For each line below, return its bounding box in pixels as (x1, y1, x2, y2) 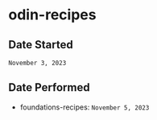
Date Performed (8, 81, 90, 94)
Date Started (8, 38, 74, 52)
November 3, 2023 (8, 59, 67, 67)
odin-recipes (8, 6, 97, 24)
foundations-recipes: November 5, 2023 (19, 102, 150, 112)
